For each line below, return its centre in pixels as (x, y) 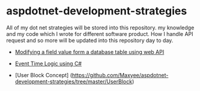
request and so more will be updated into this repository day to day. (90, 40)
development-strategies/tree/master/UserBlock (74, 81)
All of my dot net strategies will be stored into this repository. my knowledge (100, 28)
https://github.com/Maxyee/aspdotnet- (120, 75)
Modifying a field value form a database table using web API (89, 51)
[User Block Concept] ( (44, 75)
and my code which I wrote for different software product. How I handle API (100, 34)
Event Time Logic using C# (48, 63)
